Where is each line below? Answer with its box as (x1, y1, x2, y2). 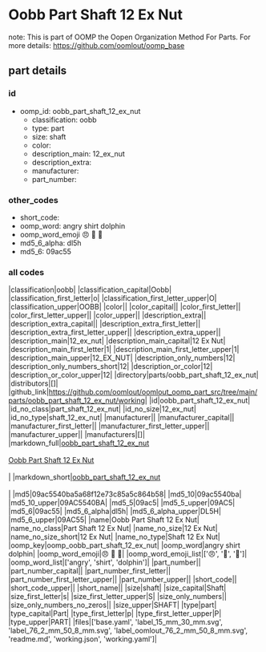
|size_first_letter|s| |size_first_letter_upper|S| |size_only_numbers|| (8, 592, 227, 601)
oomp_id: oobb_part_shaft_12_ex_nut (19, 106, 141, 115)
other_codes (8, 194, 58, 205)
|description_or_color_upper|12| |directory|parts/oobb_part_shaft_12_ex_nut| (8, 371, 259, 380)
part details (8, 64, 67, 78)
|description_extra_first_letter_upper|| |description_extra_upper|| (8, 327, 221, 338)
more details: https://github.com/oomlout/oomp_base (8, 40, 185, 50)
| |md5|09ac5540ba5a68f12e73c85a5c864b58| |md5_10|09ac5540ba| (8, 489, 242, 499)
